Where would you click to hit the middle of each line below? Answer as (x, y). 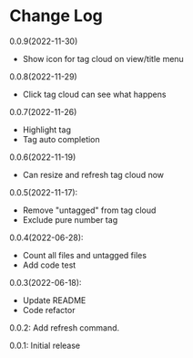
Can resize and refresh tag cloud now (93, 174)
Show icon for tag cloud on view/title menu (103, 58)
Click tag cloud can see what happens (94, 94)
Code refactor (49, 310)
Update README (54, 300)
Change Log (56, 16)
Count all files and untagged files (85, 255)
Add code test (49, 265)
